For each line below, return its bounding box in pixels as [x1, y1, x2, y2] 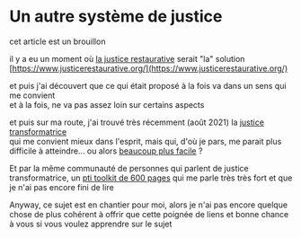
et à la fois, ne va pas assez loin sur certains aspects [9, 99, 205, 110]
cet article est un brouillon [9, 36, 106, 47]
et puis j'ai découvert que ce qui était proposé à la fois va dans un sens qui [9, 80, 287, 91]
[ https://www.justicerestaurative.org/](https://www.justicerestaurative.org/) [9, 63, 288, 74]
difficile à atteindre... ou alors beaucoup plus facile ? [9, 145, 203, 156]
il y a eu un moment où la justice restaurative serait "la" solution [9, 53, 245, 64]
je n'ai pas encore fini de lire [9, 181, 114, 192]
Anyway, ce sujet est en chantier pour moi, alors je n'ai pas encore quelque [9, 199, 288, 210]
